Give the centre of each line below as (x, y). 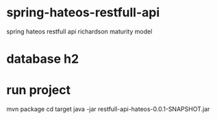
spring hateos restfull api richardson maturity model (79, 31)
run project (39, 90)
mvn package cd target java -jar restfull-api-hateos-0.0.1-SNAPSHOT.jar (108, 109)
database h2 (43, 59)
